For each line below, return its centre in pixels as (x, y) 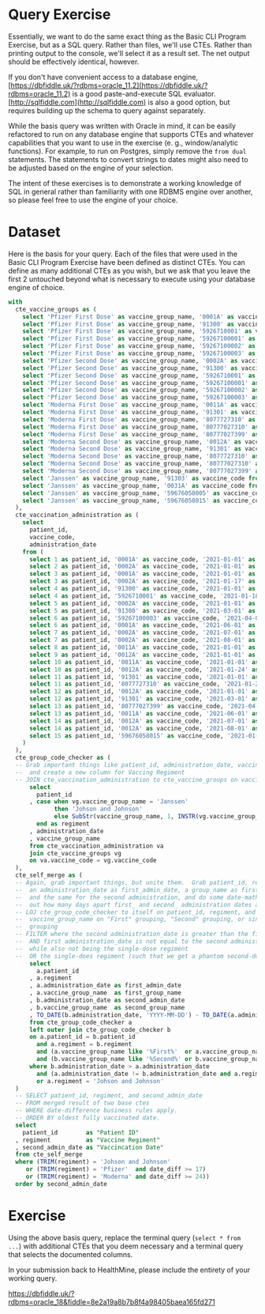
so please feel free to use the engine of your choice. (93, 200)
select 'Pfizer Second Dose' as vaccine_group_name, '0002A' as (130, 361)
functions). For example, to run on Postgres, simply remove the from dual (127, 151)
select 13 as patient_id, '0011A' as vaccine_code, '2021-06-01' (138, 713)
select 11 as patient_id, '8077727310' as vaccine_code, (125, 684)
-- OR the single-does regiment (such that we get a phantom (119, 956)
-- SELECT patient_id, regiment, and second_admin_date (109, 1096)
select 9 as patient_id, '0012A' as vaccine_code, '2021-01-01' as (142, 655)
